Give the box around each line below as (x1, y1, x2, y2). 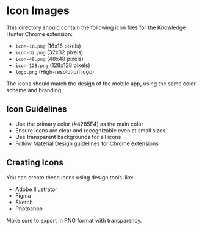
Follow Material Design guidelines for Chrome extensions (15, 140, 159, 147)
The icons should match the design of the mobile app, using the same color (6, 80, 197, 87)
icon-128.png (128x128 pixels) (15, 62, 90, 69)
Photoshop (15, 205, 43, 212)
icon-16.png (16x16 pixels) (15, 42, 81, 49)
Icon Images (6, 4, 70, 18)
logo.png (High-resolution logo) (15, 68, 95, 75)
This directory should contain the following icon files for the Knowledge (6, 24, 186, 31)
